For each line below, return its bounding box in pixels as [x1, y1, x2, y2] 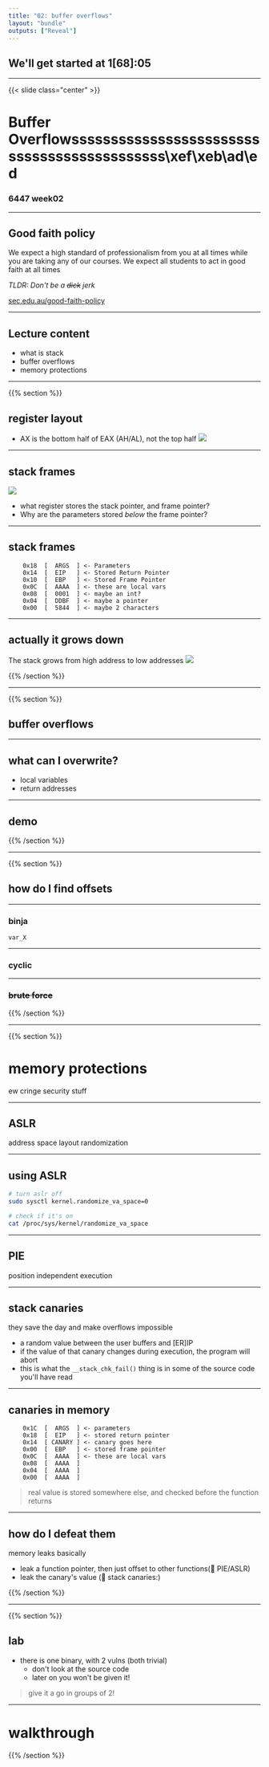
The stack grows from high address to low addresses [8, 655, 184, 665]
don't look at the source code [31, 1663, 130, 1674]
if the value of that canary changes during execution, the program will [19, 1346, 251, 1357]
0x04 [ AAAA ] [22, 1467, 81, 1475]
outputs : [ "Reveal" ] [8, 26, 78, 35]
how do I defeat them [8, 1527, 116, 1541]
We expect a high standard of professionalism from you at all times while [8, 248, 248, 258]
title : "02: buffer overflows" [8, 11, 113, 20]
